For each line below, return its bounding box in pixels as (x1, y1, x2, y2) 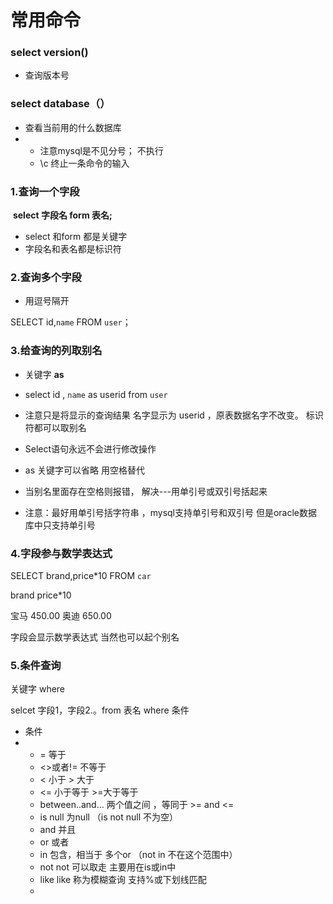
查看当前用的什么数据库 (24, 121, 122, 133)
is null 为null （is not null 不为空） (39, 811, 179, 823)
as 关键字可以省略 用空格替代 (24, 464, 145, 476)
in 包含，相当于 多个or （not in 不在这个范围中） (39, 849, 238, 861)
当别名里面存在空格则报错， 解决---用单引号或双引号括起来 (24, 485, 268, 497)
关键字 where (10, 683, 66, 695)
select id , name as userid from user (24, 388, 168, 400)
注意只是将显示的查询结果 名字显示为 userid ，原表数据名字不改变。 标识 (24, 409, 324, 421)
